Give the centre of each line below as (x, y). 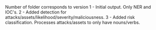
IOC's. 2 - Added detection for (36, 12)
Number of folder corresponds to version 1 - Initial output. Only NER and (78, 7)
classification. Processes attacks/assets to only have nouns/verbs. (73, 22)
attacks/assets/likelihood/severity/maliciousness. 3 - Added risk (70, 17)
